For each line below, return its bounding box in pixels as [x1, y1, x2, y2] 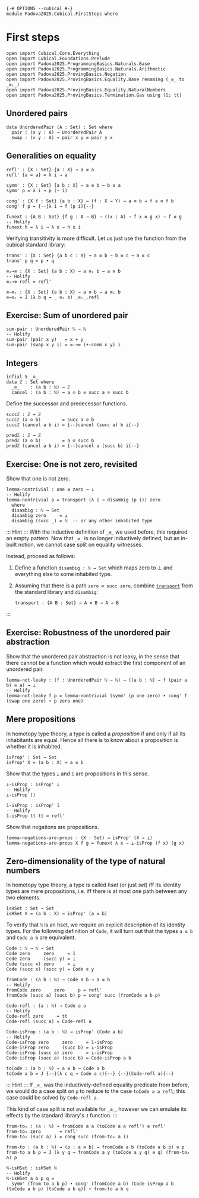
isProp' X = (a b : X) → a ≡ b [6, 759, 84, 765]
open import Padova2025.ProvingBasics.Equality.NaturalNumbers [6, 87, 166, 93]
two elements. [6, 894, 41, 901]
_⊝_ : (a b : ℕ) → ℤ [11, 384, 70, 390]
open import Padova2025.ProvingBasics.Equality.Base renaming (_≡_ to [6, 76, 185, 82]
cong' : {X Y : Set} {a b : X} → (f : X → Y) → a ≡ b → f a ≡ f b [6, 198, 174, 204]
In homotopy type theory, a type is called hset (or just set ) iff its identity [6, 881, 181, 889]
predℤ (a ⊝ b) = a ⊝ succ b [6, 438, 94, 444]
